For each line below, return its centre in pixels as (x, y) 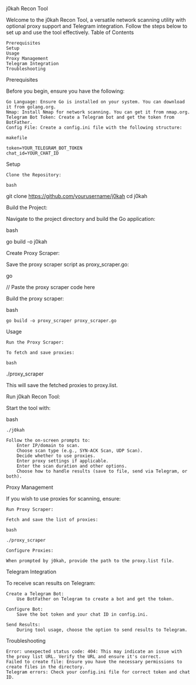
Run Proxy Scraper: (30, 509)
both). (14, 476)
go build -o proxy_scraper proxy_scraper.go (61, 321)
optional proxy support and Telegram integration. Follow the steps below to (97, 26)
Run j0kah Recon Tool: (33, 397)
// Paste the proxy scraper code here (51, 287)
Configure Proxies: (30, 550)
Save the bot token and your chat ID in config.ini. (82, 615)
